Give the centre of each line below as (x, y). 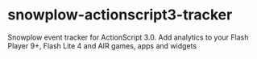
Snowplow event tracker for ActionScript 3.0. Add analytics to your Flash (128, 37)
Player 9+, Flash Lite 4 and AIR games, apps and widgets (102, 45)
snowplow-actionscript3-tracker (120, 15)
